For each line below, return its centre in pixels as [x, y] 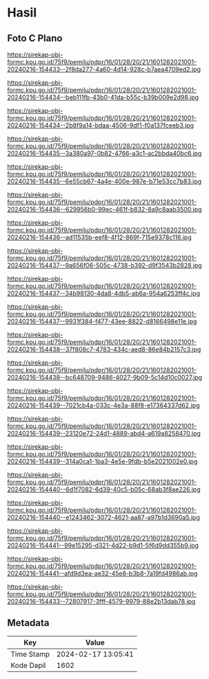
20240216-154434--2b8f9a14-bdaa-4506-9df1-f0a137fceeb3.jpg [101, 125]
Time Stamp [30, 654]
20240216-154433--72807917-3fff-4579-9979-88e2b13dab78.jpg [101, 601]
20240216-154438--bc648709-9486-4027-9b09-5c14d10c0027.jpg [104, 377]
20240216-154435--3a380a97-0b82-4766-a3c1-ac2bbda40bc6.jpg [104, 153]
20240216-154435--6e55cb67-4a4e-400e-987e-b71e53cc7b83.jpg [104, 181]
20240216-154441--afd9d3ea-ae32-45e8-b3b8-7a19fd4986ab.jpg [102, 573]
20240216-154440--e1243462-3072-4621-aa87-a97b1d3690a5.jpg [103, 517]
